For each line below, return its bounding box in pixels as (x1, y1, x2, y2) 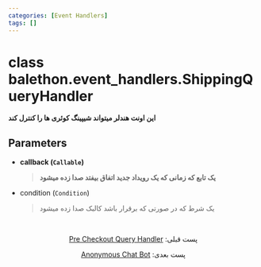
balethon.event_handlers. (8, 70, 182, 88)
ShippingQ (182, 70, 254, 88)
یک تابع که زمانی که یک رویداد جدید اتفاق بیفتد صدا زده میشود (39, 172, 217, 183)
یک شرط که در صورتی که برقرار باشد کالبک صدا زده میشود (39, 203, 215, 213)
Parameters (8, 136, 67, 149)
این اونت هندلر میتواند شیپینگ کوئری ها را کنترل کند (8, 113, 156, 123)
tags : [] (8, 19, 37, 27)
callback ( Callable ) (19, 157, 85, 167)
